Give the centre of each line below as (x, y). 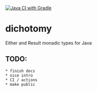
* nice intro (19, 75)
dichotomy (29, 29)
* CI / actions (21, 80)
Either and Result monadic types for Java (48, 43)
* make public (20, 84)
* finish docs (20, 71)
